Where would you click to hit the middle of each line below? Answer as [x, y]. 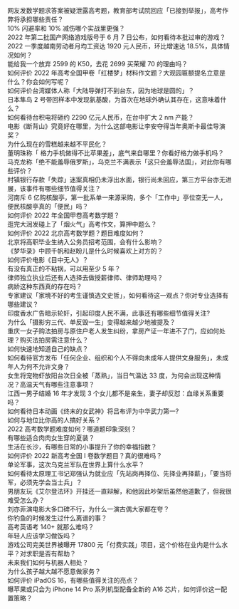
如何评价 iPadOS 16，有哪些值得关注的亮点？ [73, 580]
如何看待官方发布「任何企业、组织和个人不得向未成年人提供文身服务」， [112, 358]
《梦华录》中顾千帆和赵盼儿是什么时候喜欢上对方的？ [85, 251]
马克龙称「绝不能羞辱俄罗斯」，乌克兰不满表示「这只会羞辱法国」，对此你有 [116, 162]
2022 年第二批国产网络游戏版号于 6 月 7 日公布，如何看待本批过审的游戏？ [117, 37]
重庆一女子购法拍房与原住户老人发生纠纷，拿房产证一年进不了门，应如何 [113, 331]
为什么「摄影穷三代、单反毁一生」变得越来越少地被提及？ [91, 322]
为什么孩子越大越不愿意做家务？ [54, 571]
